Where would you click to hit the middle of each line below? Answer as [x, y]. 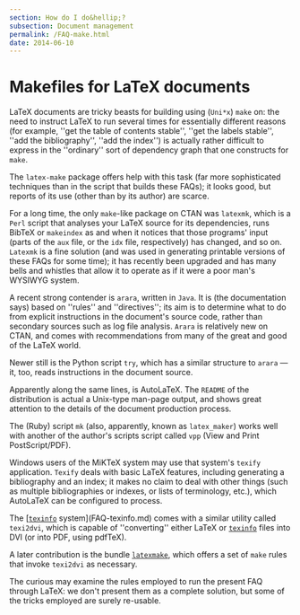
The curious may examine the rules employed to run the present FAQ [136, 582]
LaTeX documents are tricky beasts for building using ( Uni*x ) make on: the [145, 112]
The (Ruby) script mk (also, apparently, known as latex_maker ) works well [144, 426]
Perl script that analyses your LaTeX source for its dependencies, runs [140, 223]
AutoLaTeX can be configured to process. [86, 501]
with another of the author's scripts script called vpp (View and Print [134, 435]
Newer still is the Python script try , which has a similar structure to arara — [149, 363]
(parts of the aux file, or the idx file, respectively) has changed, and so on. [146, 242]
